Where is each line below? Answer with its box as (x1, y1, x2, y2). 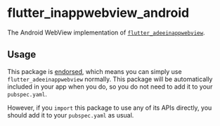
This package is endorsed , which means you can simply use (7, 67, 182, 75)
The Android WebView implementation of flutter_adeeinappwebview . (7, 28, 205, 37)
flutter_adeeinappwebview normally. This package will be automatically (7, 75, 213, 83)
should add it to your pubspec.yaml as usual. (7, 111, 134, 119)
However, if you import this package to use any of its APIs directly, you (7, 103, 212, 112)
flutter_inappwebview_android (7, 5, 190, 21)
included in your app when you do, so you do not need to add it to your (7, 82, 213, 91)
